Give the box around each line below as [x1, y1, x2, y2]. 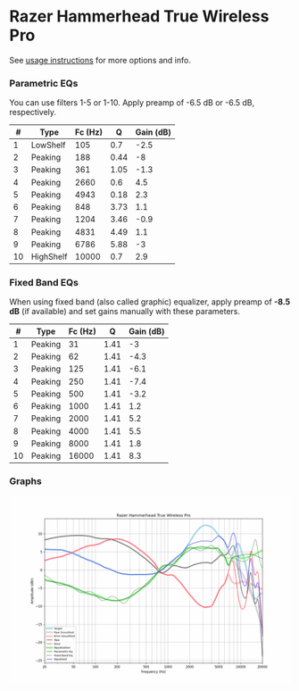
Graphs [9, 475, 42, 487]
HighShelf [30, 252, 68, 262]
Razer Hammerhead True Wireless [9, 6, 270, 27]
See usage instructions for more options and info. [9, 54, 192, 65]
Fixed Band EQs [9, 276, 79, 288]
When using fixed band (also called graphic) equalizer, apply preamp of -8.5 [9, 296, 291, 307]
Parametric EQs [9, 77, 79, 89]
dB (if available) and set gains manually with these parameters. [9, 306, 241, 317]
